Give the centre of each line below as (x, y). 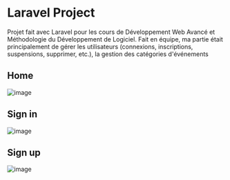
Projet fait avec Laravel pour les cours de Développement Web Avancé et (111, 32)
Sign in (22, 115)
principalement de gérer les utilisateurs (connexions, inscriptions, (100, 46)
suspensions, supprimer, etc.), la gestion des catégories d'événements (108, 54)
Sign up (24, 153)
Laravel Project (51, 13)
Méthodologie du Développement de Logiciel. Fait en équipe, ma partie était (115, 39)
